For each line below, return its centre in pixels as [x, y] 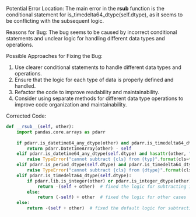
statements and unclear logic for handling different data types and [85, 38]
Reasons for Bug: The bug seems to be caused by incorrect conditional [92, 32]
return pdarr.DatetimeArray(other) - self [79, 149]
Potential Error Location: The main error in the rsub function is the [85, 8]
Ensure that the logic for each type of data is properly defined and [94, 80]
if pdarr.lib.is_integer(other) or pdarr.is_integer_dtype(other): [111, 181]
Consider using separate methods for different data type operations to [99, 98]
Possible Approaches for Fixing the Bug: [55, 56]
